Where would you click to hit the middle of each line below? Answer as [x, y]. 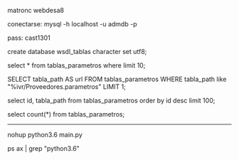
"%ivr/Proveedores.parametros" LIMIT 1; [67, 87]
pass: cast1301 [29, 38]
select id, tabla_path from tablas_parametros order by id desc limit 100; [111, 100]
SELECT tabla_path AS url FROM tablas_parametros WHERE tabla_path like [117, 79]
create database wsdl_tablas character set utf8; [77, 52]
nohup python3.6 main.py [45, 135]
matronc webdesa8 [36, 10]
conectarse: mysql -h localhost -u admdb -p [72, 24]
